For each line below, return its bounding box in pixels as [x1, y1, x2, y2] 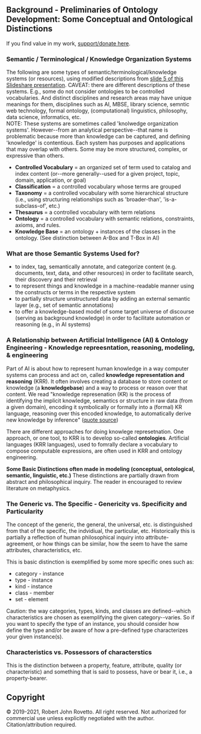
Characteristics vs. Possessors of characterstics [6, 648, 152, 656]
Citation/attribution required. [6, 721, 77, 729]
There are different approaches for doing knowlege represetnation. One [6, 428, 184, 435]
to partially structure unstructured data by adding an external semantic [14, 295, 191, 303]
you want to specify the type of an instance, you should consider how [6, 620, 179, 627]
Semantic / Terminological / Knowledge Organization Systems [6, 54, 192, 63]
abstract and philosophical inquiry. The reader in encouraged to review [6, 478, 182, 485]
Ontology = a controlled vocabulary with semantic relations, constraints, [14, 215, 195, 222]
